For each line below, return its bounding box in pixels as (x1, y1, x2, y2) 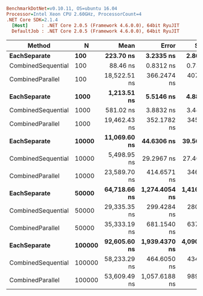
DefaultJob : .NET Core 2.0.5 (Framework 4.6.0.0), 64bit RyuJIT (11, 28, 180, 34)
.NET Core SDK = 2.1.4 (6, 16, 59, 23)
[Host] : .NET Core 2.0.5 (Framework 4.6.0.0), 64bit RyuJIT (11, 22, 180, 28)
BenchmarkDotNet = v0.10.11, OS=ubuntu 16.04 (6, 5, 118, 11)
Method (27, 42, 51, 50)
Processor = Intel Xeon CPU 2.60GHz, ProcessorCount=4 (6, 11, 142, 17)
